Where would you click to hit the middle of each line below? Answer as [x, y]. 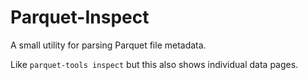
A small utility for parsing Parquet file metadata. [108, 45]
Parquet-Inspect [80, 17]
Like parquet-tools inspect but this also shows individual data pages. [154, 64]
